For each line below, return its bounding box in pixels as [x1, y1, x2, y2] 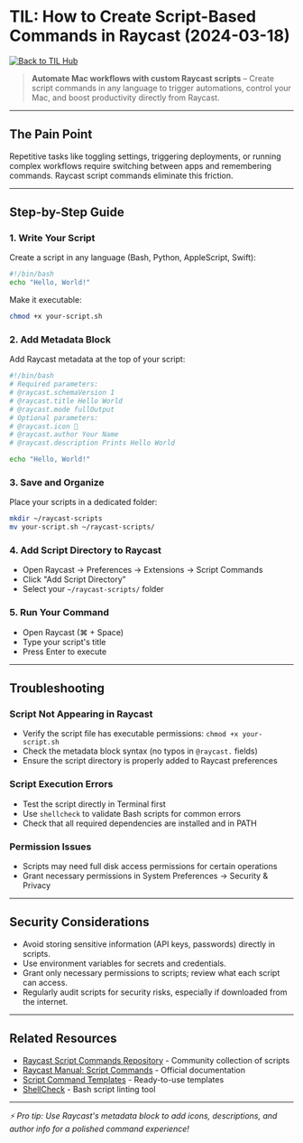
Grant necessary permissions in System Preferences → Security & [22, 870, 269, 882]
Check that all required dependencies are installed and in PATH [22, 818, 257, 829]
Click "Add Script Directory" [22, 574, 126, 585]
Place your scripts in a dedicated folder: [9, 497, 158, 508]
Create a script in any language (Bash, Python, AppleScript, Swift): [9, 252, 257, 263]
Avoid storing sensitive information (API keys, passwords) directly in [22, 938, 276, 950]
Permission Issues [9, 840, 92, 853]
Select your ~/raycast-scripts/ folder [22, 584, 164, 595]
